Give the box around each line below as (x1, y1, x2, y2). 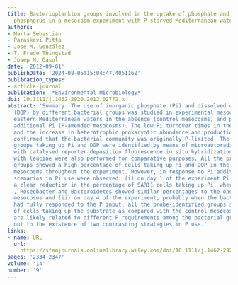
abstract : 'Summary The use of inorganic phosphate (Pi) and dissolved (7, 103, 227, 110)
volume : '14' (7, 260, 46, 267)
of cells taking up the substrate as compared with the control (13, 208, 208, 215)
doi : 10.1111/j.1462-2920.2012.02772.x (7, 96, 125, 103)
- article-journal (7, 83, 62, 90)
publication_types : (7, 76, 65, 83)
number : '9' (7, 267, 42, 274)
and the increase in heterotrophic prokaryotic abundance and (13, 129, 201, 136)
